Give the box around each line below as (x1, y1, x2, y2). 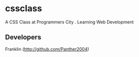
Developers (5, 33, 41, 41)
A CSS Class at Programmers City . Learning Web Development (5, 19, 134, 25)
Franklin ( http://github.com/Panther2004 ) (5, 46, 90, 52)
